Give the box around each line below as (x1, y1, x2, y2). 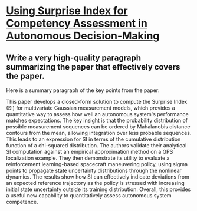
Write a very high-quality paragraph (6, 52, 142, 62)
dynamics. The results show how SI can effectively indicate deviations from (6, 173, 190, 180)
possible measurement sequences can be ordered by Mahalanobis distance (6, 123, 191, 130)
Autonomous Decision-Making (6, 29, 160, 42)
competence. (6, 199, 38, 205)
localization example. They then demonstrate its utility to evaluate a (6, 154, 170, 161)
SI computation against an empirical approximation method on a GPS (6, 149, 173, 155)
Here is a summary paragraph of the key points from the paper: (6, 87, 160, 94)
